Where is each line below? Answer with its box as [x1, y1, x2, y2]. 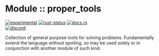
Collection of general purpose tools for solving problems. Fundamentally [5, 34, 154, 40]
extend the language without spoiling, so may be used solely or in [5, 39, 140, 45]
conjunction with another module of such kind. [5, 45, 101, 51]
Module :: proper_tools [5, 3, 101, 14]
